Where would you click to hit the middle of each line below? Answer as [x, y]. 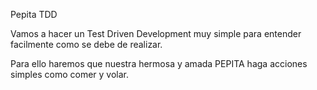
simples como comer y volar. [69, 74]
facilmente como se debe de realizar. [86, 44]
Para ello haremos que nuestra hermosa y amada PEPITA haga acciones [159, 63]
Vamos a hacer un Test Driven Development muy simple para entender [156, 33]
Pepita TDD [34, 14]
